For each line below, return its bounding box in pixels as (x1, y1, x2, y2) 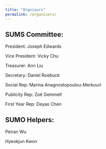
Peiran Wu (5, 129, 26, 135)
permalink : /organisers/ (5, 12, 57, 17)
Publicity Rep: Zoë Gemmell (5, 91, 62, 97)
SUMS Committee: (5, 30, 64, 39)
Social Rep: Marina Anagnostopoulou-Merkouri (5, 82, 102, 88)
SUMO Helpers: (5, 115, 54, 124)
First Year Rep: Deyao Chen (5, 101, 62, 107)
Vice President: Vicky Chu (5, 53, 59, 59)
